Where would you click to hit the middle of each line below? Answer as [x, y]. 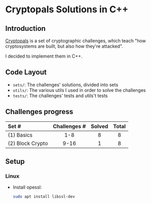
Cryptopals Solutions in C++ [67, 10]
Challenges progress [39, 112]
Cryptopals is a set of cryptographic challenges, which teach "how [76, 41]
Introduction [26, 29]
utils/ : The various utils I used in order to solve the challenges [79, 90]
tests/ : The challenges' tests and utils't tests [60, 96]
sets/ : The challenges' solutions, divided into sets [66, 85]
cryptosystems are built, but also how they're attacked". [64, 46]
